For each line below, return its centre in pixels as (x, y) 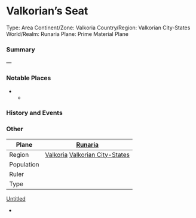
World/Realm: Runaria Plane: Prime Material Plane (68, 34)
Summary (21, 49)
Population (24, 164)
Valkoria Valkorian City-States (88, 155)
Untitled (16, 198)
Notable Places (29, 78)
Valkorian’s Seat (47, 11)
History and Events (34, 113)
